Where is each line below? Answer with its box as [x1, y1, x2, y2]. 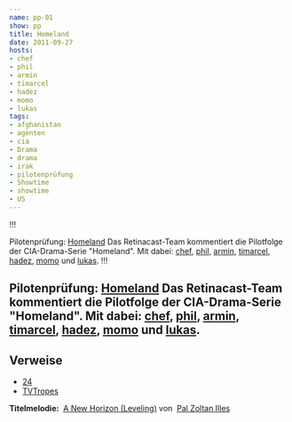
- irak [9, 162, 34, 171]
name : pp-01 [9, 12, 53, 22]
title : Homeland [9, 29, 69, 38]
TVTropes [21, 386, 59, 396]
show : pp [9, 21, 42, 30]
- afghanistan [9, 121, 62, 130]
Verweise [9, 353, 63, 368]
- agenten [9, 129, 46, 138]
